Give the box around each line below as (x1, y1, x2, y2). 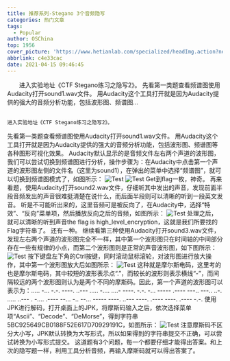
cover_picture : (7, 49, 51, 56)
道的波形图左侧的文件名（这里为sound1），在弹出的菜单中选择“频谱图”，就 (7, 166, 216, 174)
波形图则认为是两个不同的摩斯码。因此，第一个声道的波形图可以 (42, 277, 223, 286)
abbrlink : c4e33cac (7, 55, 63, 62)
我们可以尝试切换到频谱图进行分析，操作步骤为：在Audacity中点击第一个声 (7, 157, 218, 165)
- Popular (13, 29, 41, 36)
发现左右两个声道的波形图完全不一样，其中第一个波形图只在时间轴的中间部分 (7, 235, 223, 243)
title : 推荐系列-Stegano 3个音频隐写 (7, 10, 105, 17)
